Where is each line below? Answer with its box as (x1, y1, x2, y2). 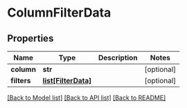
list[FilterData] (42, 76, 92, 85)
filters (10, 76, 31, 85)
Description (98, 53, 138, 62)
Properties (7, 33, 54, 44)
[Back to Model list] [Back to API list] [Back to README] (7, 93, 166, 102)
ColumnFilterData (7, 5, 112, 21)
